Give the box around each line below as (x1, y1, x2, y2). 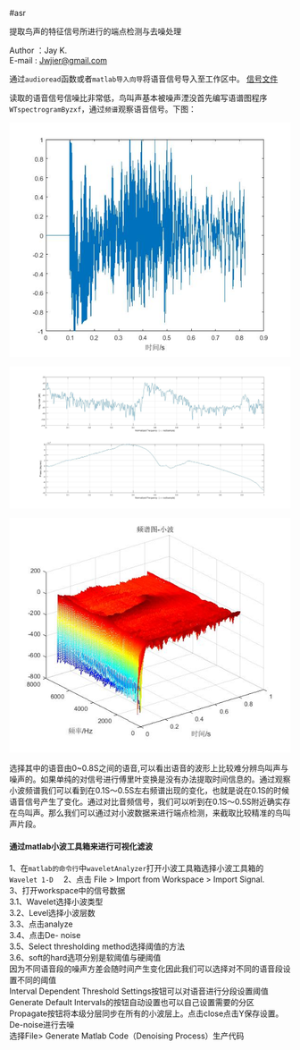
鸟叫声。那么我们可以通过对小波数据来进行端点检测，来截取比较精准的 (16, 808, 275, 818)
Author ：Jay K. (9, 45, 68, 55)
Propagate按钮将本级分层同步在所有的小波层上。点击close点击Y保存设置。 (9, 1008, 284, 1019)
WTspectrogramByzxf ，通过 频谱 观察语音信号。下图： (9, 104, 196, 114)
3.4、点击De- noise (9, 929, 81, 940)
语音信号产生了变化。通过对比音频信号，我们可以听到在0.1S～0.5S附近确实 (9, 796, 283, 808)
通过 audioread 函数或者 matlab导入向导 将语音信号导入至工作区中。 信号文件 (9, 73, 279, 84)
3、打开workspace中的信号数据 (9, 885, 126, 895)
